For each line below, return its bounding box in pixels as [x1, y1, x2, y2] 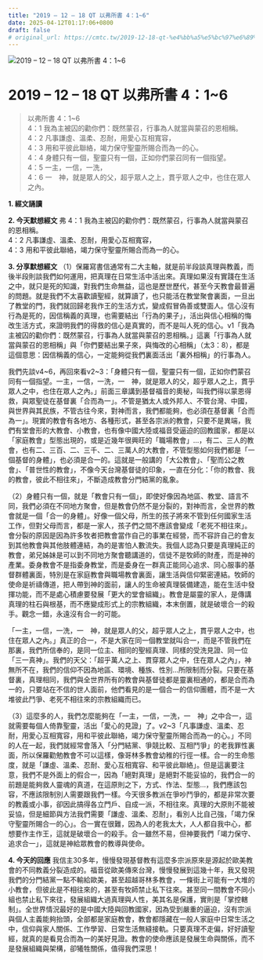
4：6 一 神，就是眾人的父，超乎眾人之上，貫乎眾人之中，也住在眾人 [27, 173, 251, 182]
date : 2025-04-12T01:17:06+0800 [8, 19, 113, 27]
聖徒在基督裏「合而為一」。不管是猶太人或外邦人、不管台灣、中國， [34, 396, 252, 406]
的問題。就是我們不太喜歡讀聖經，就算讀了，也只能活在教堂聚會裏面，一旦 [8, 291, 248, 301]
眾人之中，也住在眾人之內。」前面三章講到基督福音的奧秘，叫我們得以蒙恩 [8, 386, 245, 396]
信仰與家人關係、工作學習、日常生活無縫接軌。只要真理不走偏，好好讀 [21, 924, 248, 934]
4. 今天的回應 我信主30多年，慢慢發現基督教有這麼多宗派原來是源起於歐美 [8, 856, 247, 865]
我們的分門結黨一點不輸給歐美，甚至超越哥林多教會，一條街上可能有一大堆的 [8, 875, 255, 885]
